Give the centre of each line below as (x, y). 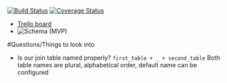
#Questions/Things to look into (51, 44)
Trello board (34, 24)
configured (33, 72)
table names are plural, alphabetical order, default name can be (107, 65)
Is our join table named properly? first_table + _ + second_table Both (119, 58)
